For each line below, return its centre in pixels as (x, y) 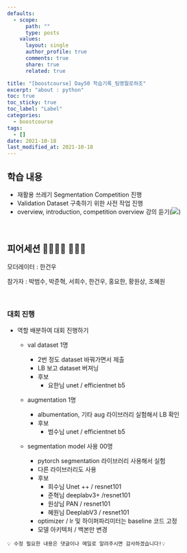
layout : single (47, 45)
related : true (46, 71)
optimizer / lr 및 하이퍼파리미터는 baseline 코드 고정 (107, 521)
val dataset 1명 (48, 345)
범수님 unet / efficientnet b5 (86, 432)
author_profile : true (56, 52)
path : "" (38, 26)
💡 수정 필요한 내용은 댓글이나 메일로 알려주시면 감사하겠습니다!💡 (86, 544)
